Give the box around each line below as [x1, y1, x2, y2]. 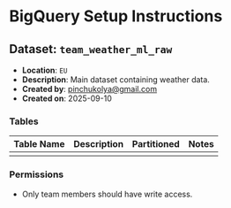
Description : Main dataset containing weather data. [21, 74, 210, 85]
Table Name [13, 138, 65, 150]
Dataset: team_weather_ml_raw [9, 42, 173, 57]
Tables [9, 115, 39, 127]
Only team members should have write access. [21, 189, 193, 199]
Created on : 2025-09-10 [21, 93, 112, 104]
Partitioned [131, 138, 181, 150]
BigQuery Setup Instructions [9, 6, 223, 27]
